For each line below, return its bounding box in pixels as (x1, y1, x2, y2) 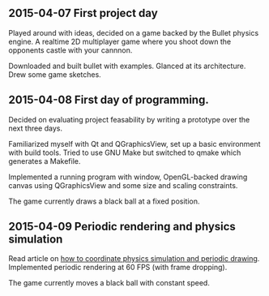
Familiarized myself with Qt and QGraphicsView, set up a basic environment (8, 139, 261, 148)
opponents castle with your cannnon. (8, 45, 133, 55)
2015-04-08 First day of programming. (8, 93, 209, 107)
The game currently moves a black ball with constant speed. (8, 278, 211, 288)
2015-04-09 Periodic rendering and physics (8, 220, 237, 234)
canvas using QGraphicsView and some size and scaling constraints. (8, 180, 238, 190)
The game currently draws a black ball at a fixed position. (8, 196, 200, 206)
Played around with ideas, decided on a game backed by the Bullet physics (8, 28, 259, 37)
